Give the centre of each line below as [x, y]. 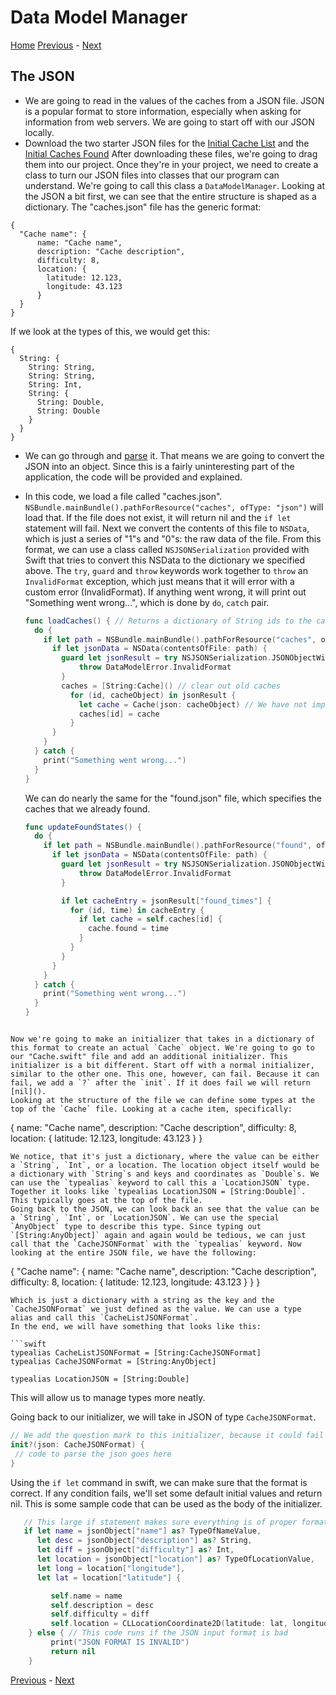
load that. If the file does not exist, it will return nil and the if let [158, 517]
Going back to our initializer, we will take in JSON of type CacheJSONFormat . [163, 1417]
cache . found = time [128, 929]
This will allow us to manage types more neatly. [108, 1397]
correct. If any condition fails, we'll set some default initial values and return [166, 1493]
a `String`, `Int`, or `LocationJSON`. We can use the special [145, 1218]
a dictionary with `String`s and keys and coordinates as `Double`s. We [165, 1174]
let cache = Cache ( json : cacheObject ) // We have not [193, 704]
